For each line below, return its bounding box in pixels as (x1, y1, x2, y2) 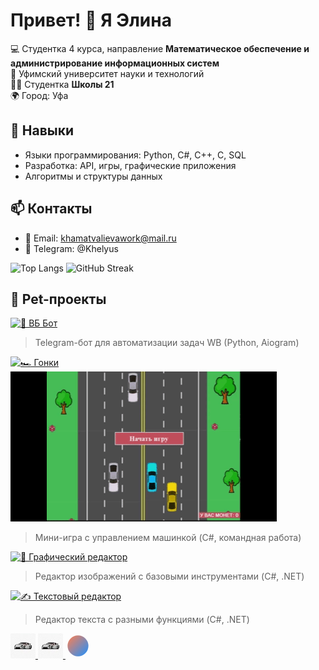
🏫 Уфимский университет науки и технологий (10, 67, 205, 79)
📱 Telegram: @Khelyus (24, 242, 119, 254)
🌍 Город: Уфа (10, 89, 69, 101)
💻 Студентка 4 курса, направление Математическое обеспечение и (10, 42, 310, 54)
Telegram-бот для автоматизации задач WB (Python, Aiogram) (34, 337, 300, 349)
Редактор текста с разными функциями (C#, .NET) (34, 614, 250, 626)
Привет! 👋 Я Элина (10, 9, 172, 32)
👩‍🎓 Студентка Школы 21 (10, 78, 115, 90)
